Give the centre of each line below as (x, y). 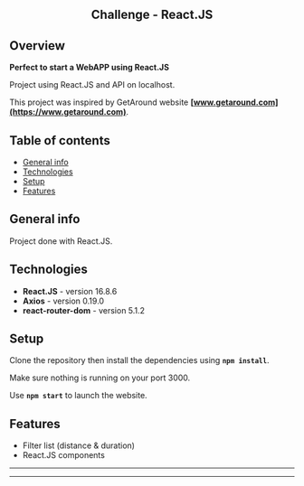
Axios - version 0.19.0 (63, 301)
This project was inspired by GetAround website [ (102, 102)
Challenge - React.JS (152, 15)
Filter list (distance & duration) (79, 445)
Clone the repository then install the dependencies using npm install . (139, 360)
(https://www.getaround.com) (68, 112)
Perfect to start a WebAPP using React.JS (90, 68)
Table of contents (60, 140)
